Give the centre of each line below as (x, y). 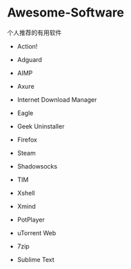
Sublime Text (36, 259)
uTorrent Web (37, 233)
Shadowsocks (37, 166)
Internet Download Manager (57, 99)
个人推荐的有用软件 (34, 32)
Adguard (30, 59)
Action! (27, 46)
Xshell (26, 193)
